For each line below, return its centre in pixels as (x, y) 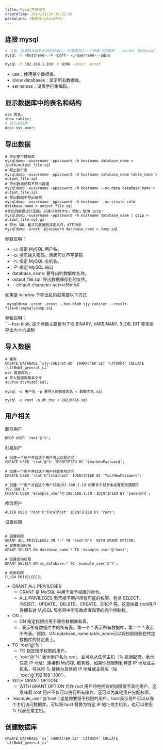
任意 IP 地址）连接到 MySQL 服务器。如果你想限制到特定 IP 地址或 (85, 663)
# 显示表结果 (16, 123)
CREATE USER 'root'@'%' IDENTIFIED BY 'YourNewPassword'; (65, 462)
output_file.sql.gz (25, 220)
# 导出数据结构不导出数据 (27, 184)
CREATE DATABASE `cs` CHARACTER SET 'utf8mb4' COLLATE (62, 739)
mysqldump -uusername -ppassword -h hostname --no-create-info (70, 202)
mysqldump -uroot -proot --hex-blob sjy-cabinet (57, 304)
